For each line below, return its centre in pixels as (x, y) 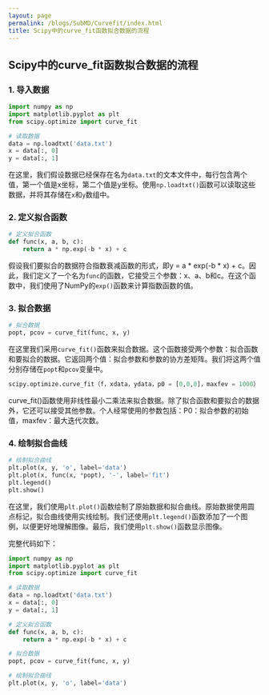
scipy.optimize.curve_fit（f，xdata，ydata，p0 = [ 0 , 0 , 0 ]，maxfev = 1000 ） (134, 385)
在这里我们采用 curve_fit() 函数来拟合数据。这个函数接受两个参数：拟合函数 (133, 349)
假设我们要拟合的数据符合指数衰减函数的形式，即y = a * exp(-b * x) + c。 (129, 266)
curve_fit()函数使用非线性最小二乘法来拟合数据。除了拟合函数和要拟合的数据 (134, 401)
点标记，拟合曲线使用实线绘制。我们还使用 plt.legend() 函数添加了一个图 (128, 516)
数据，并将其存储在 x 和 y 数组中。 (61, 195)
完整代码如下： (33, 543)
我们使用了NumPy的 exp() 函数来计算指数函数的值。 (113, 286)
